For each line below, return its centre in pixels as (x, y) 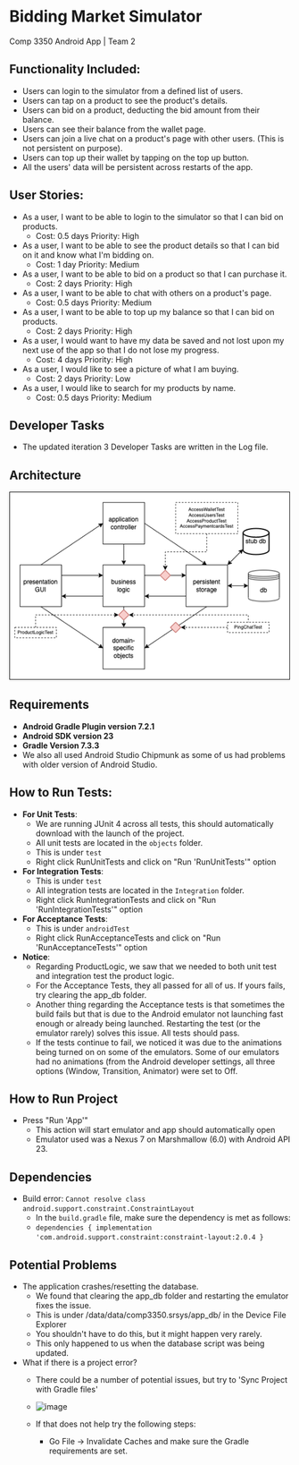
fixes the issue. (63, 1305)
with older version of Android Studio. (90, 764)
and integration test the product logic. (105, 975)
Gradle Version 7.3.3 (61, 745)
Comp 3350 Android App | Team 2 (72, 41)
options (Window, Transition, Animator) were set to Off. (137, 1070)
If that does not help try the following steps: (116, 1424)
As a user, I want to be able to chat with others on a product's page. (147, 293)
